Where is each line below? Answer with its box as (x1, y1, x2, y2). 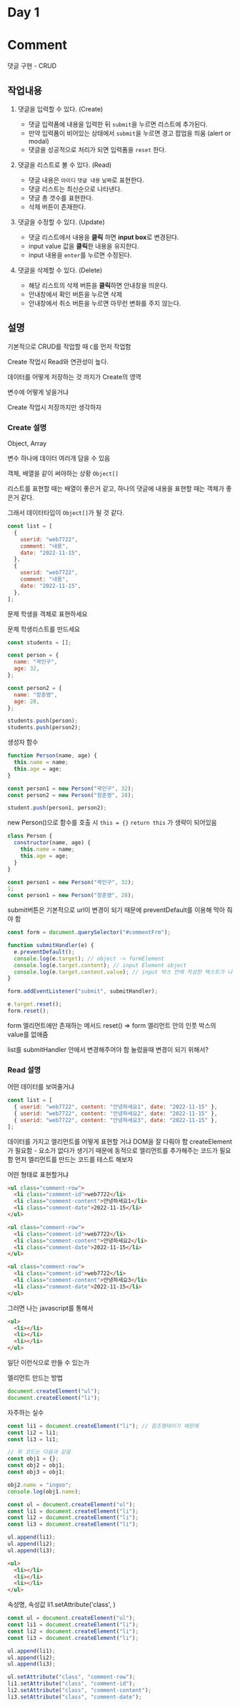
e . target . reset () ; (7, 1001, 62, 1008)
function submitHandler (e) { (7, 942, 94, 949)
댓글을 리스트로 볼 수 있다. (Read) (17, 160, 112, 169)
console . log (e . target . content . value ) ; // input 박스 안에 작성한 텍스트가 (14, 968, 225, 976)
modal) (28, 136, 50, 145)
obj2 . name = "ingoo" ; (7, 1481, 72, 1488)
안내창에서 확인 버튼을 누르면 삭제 (28, 290, 123, 299)
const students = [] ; (7, 639, 72, 646)
